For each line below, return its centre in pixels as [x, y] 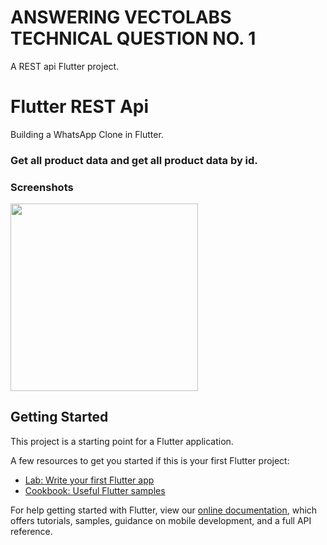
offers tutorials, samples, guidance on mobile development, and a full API [161, 520]
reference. [31, 531]
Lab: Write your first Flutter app [89, 480]
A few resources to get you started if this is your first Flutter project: [150, 460]
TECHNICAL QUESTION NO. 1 [133, 38]
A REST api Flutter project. [65, 66]
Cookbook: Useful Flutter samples [95, 490]
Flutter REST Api [80, 107]
